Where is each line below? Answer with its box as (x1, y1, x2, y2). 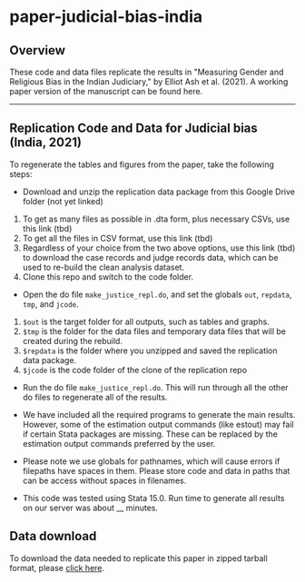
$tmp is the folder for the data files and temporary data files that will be (22, 325, 286, 337)
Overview (9, 43, 66, 58)
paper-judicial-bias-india (9, 6, 203, 27)
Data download (9, 528, 97, 544)
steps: (9, 168, 33, 179)
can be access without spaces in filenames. (22, 475, 187, 486)
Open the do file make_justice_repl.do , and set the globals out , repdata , (22, 289, 292, 300)
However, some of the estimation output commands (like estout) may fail (22, 419, 294, 429)
